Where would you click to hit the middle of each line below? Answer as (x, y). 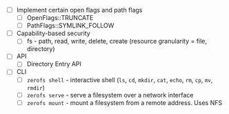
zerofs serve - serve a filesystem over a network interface (110, 95)
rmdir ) (36, 87)
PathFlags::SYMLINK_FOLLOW (70, 26)
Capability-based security (53, 33)
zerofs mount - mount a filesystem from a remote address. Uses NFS (124, 102)
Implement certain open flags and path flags (79, 10)
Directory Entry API (54, 64)
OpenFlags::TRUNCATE (60, 18)
